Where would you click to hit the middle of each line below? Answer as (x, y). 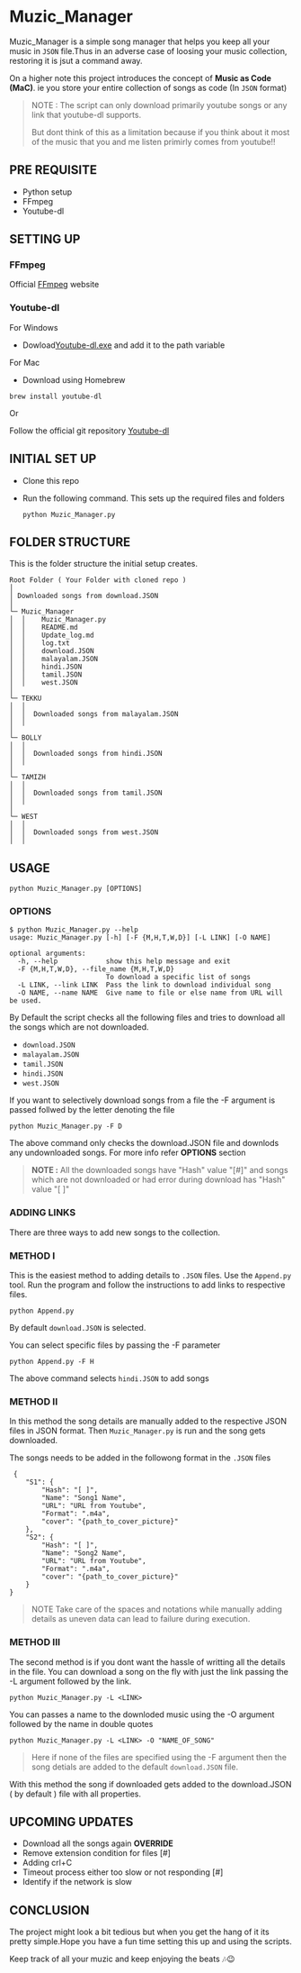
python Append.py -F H (52, 1362)
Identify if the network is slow (77, 1882)
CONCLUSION (49, 1910)
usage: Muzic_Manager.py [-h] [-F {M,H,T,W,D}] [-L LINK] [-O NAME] (140, 938)
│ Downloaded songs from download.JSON (84, 596)
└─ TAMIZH (28, 777)
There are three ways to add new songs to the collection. (115, 1232)
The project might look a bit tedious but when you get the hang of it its (139, 1932)
